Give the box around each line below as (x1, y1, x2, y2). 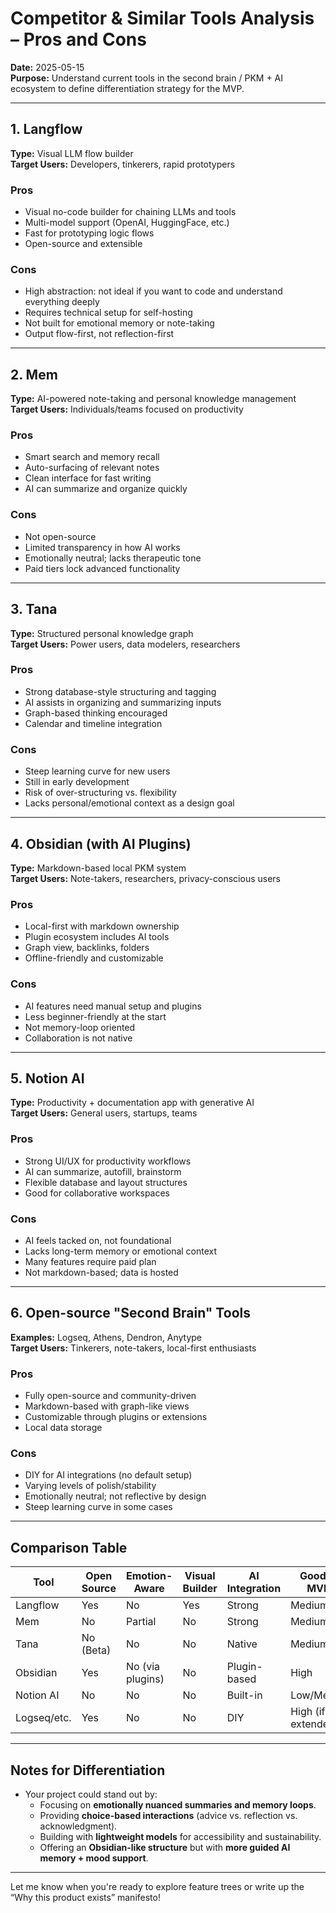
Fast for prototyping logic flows (24, 227, 155, 239)
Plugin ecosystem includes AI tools (24, 931, 170, 943)
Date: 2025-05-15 (10, 61, 85, 73)
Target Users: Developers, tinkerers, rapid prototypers (10, 158, 236, 170)
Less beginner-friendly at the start (24, 1010, 167, 1022)
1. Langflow (10, 121, 83, 138)
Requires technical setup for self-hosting (24, 307, 193, 319)
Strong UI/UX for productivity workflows (24, 1155, 192, 1167)
